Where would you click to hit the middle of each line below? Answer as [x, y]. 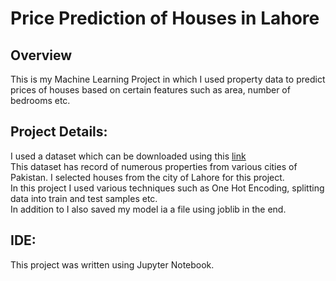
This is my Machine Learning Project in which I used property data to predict [168, 79]
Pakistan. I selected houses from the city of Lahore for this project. [147, 177]
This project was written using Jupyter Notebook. [112, 264]
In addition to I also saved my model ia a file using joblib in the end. [148, 209]
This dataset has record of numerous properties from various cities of [154, 166]
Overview [41, 55]
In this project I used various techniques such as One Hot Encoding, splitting [167, 188]
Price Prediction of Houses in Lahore [165, 18]
